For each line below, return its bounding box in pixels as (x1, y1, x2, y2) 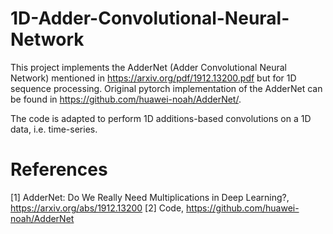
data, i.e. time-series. (10, 123, 98, 135)
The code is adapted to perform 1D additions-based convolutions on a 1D (10, 112, 312, 124)
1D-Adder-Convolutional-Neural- (10, 7, 290, 30)
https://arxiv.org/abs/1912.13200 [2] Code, (10, 202, 185, 214)
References (10, 158, 108, 181)
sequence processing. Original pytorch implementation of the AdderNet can (10, 82, 323, 94)
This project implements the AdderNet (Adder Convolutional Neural (10, 61, 287, 73)
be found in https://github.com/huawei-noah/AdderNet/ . (10, 93, 242, 105)
